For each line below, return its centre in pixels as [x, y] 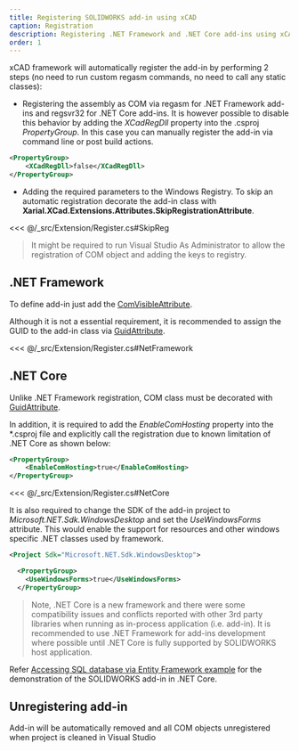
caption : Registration [51, 26]
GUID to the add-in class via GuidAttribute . [88, 331]
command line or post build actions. [88, 142]
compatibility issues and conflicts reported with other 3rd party [147, 614]
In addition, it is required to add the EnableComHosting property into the [141, 424]
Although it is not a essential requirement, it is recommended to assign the [145, 321]
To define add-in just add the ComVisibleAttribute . [101, 304]
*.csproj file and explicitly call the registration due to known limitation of [140, 434]
